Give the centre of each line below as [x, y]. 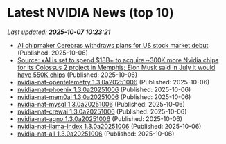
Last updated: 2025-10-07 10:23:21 [59, 32]
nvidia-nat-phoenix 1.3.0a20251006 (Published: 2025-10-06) [104, 89]
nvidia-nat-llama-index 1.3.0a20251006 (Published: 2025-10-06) [109, 126]
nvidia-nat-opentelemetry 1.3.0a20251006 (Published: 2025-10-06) [113, 82]
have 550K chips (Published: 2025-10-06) [77, 75]
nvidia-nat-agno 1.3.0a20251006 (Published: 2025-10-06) [99, 118]
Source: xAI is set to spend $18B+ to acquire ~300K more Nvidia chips [118, 60]
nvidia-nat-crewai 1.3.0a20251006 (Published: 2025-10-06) [102, 111]
